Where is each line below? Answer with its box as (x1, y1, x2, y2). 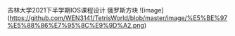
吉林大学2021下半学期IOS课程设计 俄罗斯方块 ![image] (7, 6, 164, 14)
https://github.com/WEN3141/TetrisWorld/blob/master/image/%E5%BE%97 (9, 14, 228, 22)
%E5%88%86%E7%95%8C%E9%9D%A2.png (7, 21, 144, 29)
